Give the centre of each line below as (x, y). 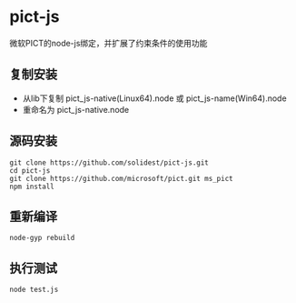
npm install (32, 187)
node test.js (34, 290)
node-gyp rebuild (42, 238)
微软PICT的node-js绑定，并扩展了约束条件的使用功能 (109, 43)
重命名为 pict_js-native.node (76, 109)
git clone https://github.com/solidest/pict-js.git (109, 162)
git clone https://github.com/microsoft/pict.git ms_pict (121, 178)
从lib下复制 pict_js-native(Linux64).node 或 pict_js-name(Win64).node (155, 98)
